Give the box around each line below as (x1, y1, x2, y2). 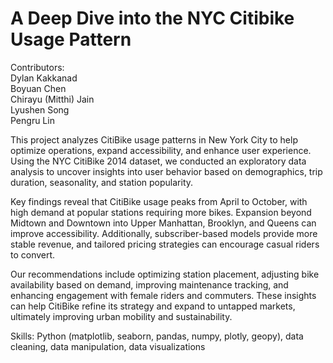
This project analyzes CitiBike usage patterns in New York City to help (10, 133, 298, 146)
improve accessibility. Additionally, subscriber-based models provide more (10, 227, 318, 239)
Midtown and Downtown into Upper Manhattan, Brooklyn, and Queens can (10, 217, 317, 229)
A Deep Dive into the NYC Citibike (10, 7, 295, 30)
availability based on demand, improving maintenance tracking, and (10, 278, 289, 291)
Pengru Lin (10, 114, 55, 126)
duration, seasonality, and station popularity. (10, 176, 194, 188)
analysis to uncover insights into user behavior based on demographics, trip (10, 165, 323, 177)
